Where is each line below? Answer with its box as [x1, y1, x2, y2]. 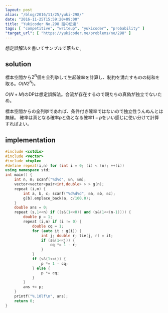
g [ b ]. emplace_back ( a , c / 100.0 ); [23, 195, 91, 201]
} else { [32, 266, 51, 271]
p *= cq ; [41, 270, 59, 275]
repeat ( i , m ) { [14, 186, 46, 191]
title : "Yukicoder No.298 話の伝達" [5, 21, 79, 27]
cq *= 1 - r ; [50, 242, 78, 248]
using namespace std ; [5, 168, 51, 173]
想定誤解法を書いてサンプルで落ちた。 [5, 45, 84, 51]
